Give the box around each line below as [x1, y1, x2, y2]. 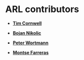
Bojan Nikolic [12, 30, 42, 36]
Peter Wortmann [12, 39, 49, 46]
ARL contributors [5, 4, 79, 15]
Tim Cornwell [12, 20, 42, 26]
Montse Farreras [12, 49, 49, 55]
